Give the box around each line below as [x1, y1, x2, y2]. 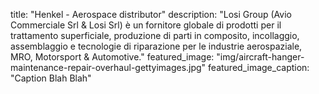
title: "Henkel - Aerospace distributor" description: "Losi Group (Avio [10, 9, 292, 20]
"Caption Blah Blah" [10, 72, 92, 84]
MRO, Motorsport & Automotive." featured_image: [10, 51, 215, 63]
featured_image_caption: [208, 62, 310, 73]
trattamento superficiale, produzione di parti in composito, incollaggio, [10, 30, 300, 41]
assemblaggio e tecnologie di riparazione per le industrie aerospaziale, [10, 40, 303, 52]
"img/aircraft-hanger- [216, 51, 305, 63]
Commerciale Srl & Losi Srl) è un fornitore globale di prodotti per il [10, 19, 282, 31]
